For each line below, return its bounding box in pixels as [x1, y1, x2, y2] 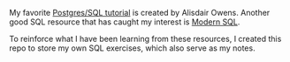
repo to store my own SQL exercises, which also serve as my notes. [9, 43, 256, 53]
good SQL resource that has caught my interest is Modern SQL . [9, 17, 240, 27]
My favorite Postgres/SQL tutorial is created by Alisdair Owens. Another [9, 8, 271, 17]
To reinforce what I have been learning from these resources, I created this [9, 34, 282, 44]
